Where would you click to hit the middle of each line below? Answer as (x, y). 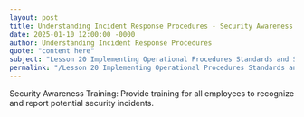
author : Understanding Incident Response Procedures (111, 43)
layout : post (34, 18)
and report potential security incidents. (82, 103)
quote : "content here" (52, 51)
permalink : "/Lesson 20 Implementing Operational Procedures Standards (147, 68)
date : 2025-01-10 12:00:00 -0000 (72, 34)
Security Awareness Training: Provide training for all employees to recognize (152, 93)
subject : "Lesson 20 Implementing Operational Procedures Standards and (149, 59)
